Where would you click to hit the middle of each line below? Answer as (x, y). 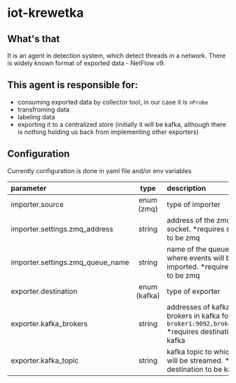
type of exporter (194, 291)
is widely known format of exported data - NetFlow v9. (86, 63)
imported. (183, 267)
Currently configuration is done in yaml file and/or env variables (99, 170)
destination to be (195, 369)
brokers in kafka (194, 316)
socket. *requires (196, 229)
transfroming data (44, 109)
